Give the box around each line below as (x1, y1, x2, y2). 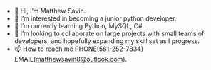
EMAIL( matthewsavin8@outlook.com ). (14, 55, 127, 63)
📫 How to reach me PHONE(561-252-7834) (14, 45, 144, 53)
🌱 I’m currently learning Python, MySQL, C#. (14, 22, 145, 30)
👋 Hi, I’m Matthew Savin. (14, 7, 86, 15)
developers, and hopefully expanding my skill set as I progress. (14, 37, 200, 45)
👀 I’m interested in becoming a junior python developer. (14, 14, 177, 23)
